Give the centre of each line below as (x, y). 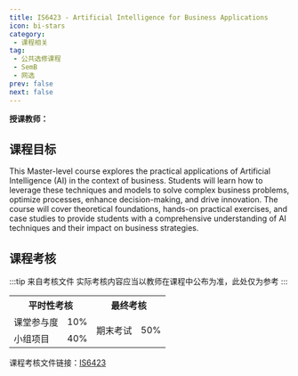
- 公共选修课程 (37, 59)
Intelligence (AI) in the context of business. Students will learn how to (136, 181)
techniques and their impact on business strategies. (104, 228)
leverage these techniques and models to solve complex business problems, (149, 190)
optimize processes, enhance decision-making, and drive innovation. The (144, 200)
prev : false (31, 84)
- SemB (25, 68)
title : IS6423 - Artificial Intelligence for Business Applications (139, 17)
